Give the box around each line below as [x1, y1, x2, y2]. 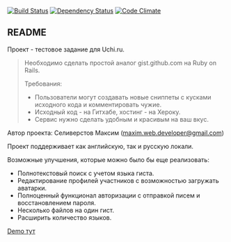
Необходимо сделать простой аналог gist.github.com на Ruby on [24, 58, 217, 67]
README [7, 26, 47, 38]
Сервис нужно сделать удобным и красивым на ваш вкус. [34, 115, 209, 123]
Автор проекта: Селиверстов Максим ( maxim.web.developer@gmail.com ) [7, 129, 225, 137]
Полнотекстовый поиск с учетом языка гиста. [17, 169, 154, 177]
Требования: [24, 79, 63, 88]
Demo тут [7, 227, 36, 235]
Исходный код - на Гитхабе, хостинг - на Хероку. [34, 108, 181, 116]
